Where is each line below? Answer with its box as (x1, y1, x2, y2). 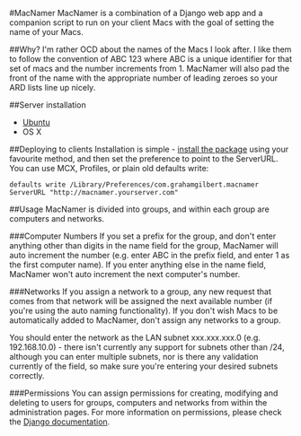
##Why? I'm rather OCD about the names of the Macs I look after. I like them (9, 44, 292, 55)
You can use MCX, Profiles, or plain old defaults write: (9, 163, 209, 173)
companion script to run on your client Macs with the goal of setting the (9, 17, 275, 28)
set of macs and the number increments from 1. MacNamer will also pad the (9, 63, 290, 74)
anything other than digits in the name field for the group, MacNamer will (9, 240, 279, 250)
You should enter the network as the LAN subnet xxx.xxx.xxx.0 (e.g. (9, 332, 261, 343)
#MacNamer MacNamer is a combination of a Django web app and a (9, 8, 263, 18)
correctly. (9, 371, 45, 380)
